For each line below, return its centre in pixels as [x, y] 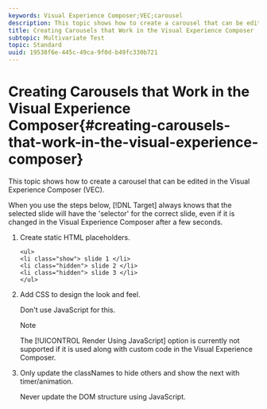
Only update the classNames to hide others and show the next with [130, 372]
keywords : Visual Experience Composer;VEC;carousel [95, 15]
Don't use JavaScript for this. [68, 310]
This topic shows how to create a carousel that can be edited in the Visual [129, 181]
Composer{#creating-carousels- [119, 126]
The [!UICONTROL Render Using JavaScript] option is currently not [130, 340]
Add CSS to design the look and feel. [80, 294]
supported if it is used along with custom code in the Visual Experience [136, 349]
